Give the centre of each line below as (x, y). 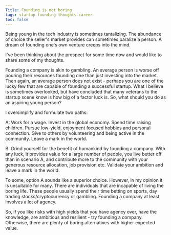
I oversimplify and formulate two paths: (47, 112)
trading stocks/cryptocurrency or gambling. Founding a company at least (82, 197)
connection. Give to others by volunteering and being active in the (75, 133)
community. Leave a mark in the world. (46, 139)
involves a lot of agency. (31, 202)
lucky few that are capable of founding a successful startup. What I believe (84, 86)
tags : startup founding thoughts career (49, 15)
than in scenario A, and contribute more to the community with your (77, 159)
